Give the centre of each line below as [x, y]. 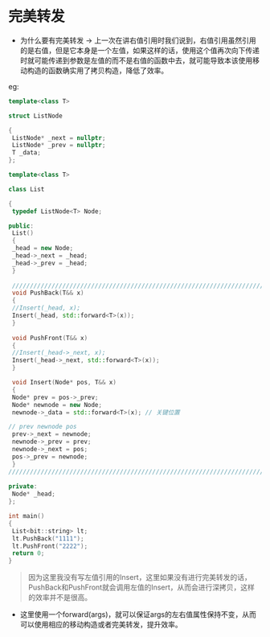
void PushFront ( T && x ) [50, 338]
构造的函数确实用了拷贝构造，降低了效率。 [98, 70]
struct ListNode [35, 116]
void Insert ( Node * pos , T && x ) [64, 383]
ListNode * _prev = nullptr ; [59, 146]
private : [23, 487]
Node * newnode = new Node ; [57, 405]
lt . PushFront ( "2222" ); [50, 546]
